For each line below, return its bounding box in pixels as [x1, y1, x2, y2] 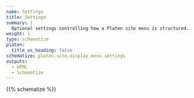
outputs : [6, 58, 28, 64]
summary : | [6, 20, 33, 26]
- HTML [11, 64, 28, 70]
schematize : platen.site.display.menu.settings [6, 53, 126, 59]
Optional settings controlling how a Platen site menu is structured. [11, 25, 189, 31]
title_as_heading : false [11, 48, 73, 53]
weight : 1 [6, 31, 31, 37]
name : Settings [6, 8, 44, 15]
